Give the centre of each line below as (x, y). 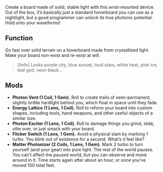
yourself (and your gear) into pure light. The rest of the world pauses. (83, 149)
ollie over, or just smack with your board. (54, 129)
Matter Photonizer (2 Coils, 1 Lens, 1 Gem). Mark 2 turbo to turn (78, 144)
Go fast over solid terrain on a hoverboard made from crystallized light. (77, 50)
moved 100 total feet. (34, 165)
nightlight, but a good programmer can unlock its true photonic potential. (79, 17)
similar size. (24, 118)
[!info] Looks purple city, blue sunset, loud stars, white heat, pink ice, (87, 65)
